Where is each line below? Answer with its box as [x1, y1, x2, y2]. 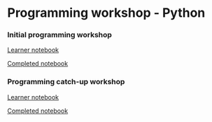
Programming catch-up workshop [7, 77, 125, 87]
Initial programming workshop [7, 30, 112, 40]
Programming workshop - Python [7, 5, 206, 21]
